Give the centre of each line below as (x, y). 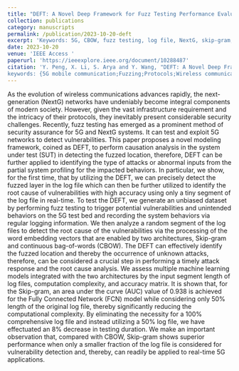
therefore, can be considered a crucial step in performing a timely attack (113, 260)
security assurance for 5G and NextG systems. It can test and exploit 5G (113, 132)
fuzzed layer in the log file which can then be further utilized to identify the (117, 185)
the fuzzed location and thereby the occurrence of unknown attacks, (108, 253)
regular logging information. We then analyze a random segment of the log (117, 223)
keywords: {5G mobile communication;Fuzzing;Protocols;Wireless (105, 73)
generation (23, 101)
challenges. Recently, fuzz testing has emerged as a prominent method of (116, 124)
